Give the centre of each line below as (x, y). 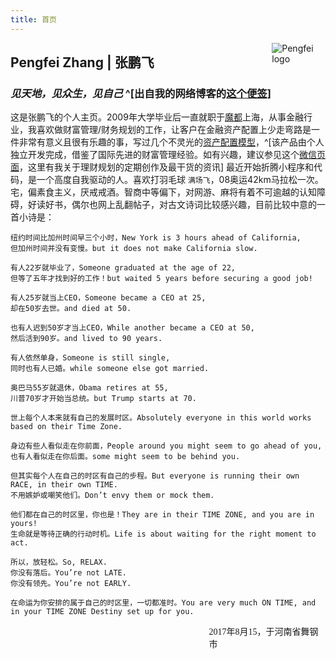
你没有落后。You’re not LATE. (68, 573)
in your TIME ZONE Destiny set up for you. (102, 612)
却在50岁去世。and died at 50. (71, 309)
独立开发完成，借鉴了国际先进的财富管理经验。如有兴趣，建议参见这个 (155, 155)
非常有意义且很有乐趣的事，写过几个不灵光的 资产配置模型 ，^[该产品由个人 (171, 142)
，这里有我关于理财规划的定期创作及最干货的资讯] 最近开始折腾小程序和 (167, 167)
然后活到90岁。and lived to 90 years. (86, 339)
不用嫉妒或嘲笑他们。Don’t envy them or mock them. (112, 496)
